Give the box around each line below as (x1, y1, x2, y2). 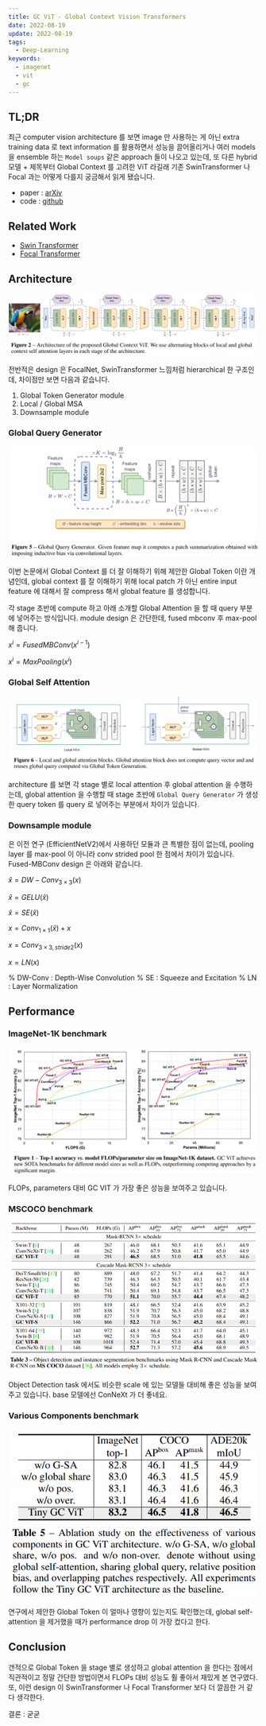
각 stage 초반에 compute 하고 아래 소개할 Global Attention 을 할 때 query (8, 603, 238, 612)
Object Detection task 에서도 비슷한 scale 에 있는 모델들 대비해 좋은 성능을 (8, 1380, 242, 1390)
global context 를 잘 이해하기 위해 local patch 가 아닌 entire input (31, 576, 237, 586)
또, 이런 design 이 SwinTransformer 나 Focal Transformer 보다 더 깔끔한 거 (8, 1682, 245, 1692)
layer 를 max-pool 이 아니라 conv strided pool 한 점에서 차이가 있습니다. (8, 849, 235, 859)
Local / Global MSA (19, 398, 83, 409)
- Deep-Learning (15, 46, 69, 55)
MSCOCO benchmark (8, 1203, 94, 1214)
